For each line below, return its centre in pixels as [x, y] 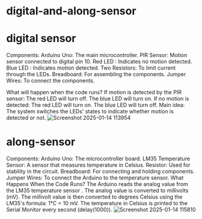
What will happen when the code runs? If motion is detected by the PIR [94, 92]
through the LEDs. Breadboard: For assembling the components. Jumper [96, 74]
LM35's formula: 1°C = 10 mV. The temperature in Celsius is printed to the [97, 203]
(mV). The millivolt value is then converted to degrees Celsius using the [94, 197]
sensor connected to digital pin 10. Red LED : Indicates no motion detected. [99, 62]
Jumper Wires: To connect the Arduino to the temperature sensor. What [95, 178]
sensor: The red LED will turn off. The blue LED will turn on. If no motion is [98, 99]
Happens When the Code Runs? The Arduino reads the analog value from [97, 184]
